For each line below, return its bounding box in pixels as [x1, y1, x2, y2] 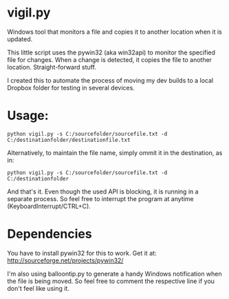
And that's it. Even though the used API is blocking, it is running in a [7, 187, 199, 196]
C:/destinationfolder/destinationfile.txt [7, 136, 131, 143]
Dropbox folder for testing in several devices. [7, 83, 135, 92]
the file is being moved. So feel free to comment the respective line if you [7, 277, 215, 285]
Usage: [7, 108, 50, 123]
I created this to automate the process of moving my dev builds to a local [7, 76, 214, 84]
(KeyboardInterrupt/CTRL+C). [7, 202, 91, 210]
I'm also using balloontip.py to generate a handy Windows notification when [7, 269, 222, 278]
